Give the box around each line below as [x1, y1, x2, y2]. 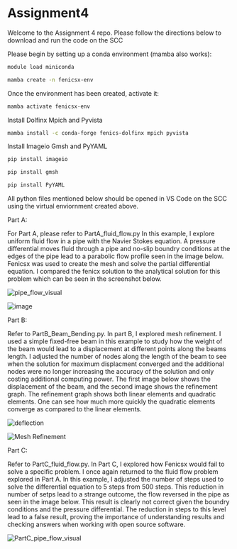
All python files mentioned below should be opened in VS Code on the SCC [7, 194, 227, 203]
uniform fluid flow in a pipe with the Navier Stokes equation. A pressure [7, 237, 216, 245]
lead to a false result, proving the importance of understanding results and [7, 513, 225, 521]
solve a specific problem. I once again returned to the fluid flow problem [7, 467, 219, 476]
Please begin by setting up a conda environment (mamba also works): [7, 50, 212, 58]
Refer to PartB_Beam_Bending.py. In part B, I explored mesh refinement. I [7, 330, 221, 338]
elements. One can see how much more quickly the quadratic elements [7, 397, 216, 406]
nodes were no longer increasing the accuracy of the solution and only [7, 367, 214, 376]
